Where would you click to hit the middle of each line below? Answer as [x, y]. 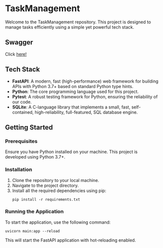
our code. [22, 102]
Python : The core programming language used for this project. [75, 91]
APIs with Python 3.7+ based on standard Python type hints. [72, 86]
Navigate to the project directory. [45, 185]
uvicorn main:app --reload [32, 231]
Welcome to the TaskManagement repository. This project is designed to [78, 22]
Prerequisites [21, 141]
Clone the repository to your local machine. [55, 180]
